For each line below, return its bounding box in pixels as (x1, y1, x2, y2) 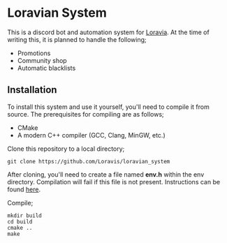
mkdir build (7, 212, 42, 219)
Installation (7, 84, 57, 96)
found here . (7, 185, 41, 193)
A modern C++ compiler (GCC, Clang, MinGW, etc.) (17, 131, 166, 139)
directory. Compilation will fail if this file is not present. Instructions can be (7, 177, 221, 186)
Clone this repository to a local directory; (7, 145, 125, 153)
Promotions (17, 49, 51, 57)
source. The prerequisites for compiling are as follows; (7, 110, 164, 118)
